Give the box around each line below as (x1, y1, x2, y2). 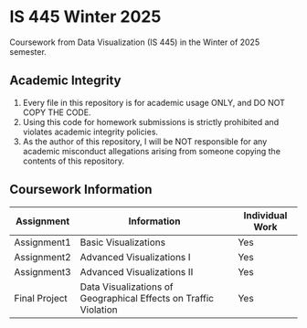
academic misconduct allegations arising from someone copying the (22, 145, 281, 156)
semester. (9, 46, 48, 57)
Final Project (14, 291, 69, 304)
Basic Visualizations (79, 236, 166, 249)
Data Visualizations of (79, 280, 174, 293)
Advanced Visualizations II (79, 265, 194, 278)
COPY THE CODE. (22, 107, 91, 118)
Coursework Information (9, 182, 153, 197)
